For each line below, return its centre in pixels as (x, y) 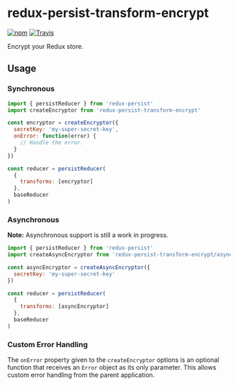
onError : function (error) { (55, 136)
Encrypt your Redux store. (45, 46)
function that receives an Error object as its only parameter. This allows (112, 368)
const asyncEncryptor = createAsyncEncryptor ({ (79, 267)
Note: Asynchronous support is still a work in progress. (88, 235)
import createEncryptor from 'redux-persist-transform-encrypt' (104, 110)
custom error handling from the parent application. (81, 375)
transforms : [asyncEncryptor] (65, 307)
